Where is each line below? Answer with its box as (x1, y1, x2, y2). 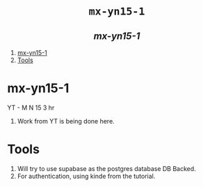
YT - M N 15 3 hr (7, 103, 55, 112)
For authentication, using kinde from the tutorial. (17, 172, 156, 180)
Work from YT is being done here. (17, 117, 115, 125)
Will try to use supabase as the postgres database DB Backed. (17, 164, 196, 172)
